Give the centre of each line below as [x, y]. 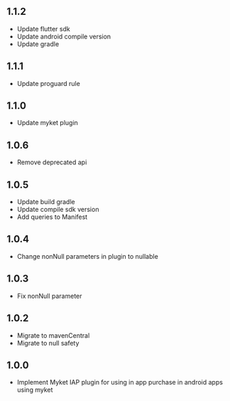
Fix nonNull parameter [49, 296]
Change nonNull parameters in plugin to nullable [88, 256]
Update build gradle [46, 202]
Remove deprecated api [52, 162]
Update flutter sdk [43, 28]
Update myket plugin [48, 123]
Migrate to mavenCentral [53, 335]
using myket [35, 390]
